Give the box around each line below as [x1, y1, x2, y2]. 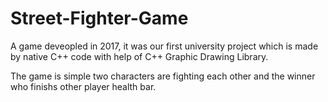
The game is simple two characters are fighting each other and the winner [10, 70, 316, 82]
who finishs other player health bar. [10, 80, 157, 92]
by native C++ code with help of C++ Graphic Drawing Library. [10, 50, 269, 62]
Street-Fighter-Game [10, 7, 189, 30]
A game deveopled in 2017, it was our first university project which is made [10, 40, 319, 52]
